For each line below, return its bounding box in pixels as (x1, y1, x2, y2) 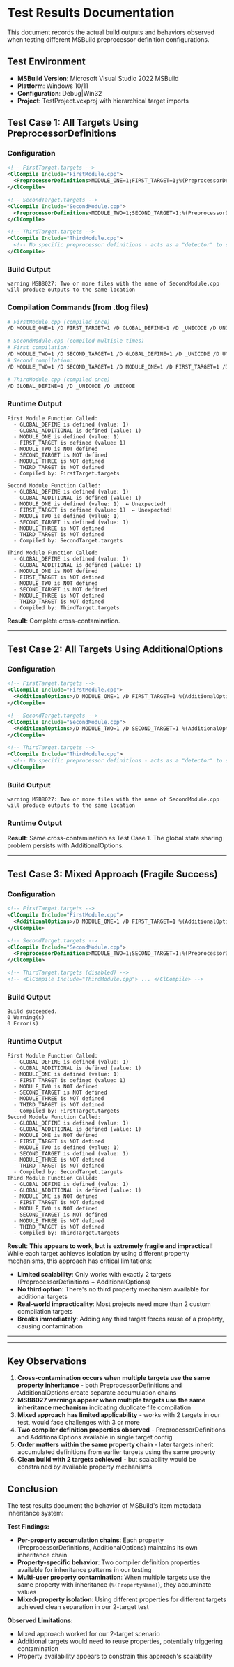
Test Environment (7, 56, 86, 68)
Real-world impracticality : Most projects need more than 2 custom (17, 1300, 211, 1308)
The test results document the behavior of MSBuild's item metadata (7, 1502, 201, 1510)
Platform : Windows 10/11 (17, 82, 88, 90)
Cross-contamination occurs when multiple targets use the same (17, 1374, 210, 1382)
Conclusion (7, 1483, 58, 1495)
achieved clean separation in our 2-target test (17, 1603, 149, 1611)
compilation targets (17, 1307, 73, 1315)
